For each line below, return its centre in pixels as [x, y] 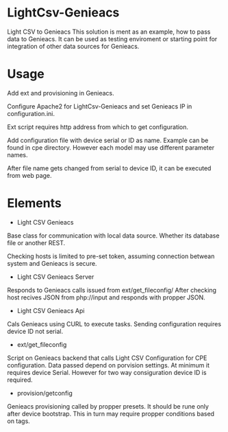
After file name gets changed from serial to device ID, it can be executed [109, 168]
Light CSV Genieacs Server [55, 277]
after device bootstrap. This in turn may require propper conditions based [111, 413]
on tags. [19, 421]
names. [17, 155]
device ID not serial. [35, 331]
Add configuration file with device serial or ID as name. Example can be [108, 140]
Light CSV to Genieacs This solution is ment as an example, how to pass [109, 32]
